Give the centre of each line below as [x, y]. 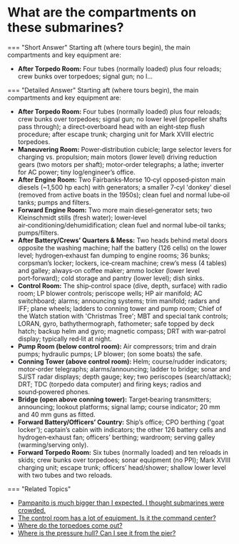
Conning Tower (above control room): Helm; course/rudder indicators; [122, 361]
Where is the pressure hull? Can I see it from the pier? [97, 533]
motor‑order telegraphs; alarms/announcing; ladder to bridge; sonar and [124, 369]
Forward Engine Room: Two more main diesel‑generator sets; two [115, 210]
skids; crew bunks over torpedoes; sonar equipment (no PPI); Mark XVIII [124, 460]
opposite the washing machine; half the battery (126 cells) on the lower [122, 247]
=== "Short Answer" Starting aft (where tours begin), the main [99, 47]
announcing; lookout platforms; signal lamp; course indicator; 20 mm [119, 406]
